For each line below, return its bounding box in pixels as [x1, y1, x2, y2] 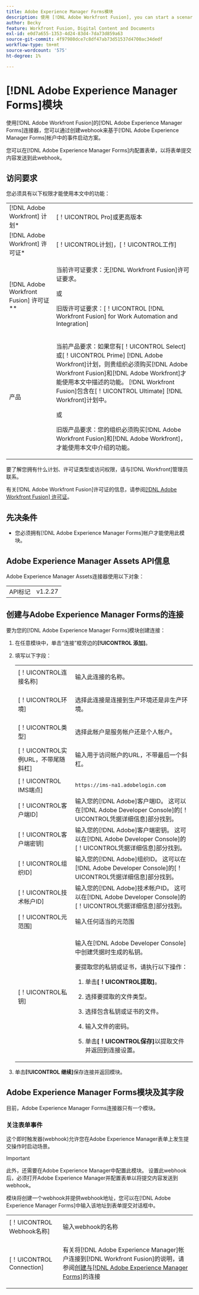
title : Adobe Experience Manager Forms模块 [6, 8, 114, 15]
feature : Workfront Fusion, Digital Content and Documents [6, 25, 155, 32]
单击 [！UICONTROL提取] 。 [85, 977, 161, 986]
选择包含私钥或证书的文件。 [85, 1007, 163, 1015]
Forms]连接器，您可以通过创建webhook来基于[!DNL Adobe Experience [6, 126, 179, 134]
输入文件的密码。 [85, 1022, 133, 1030]
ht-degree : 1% [6, 53, 41, 59]
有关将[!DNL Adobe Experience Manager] [62, 1246, 179, 1254]
